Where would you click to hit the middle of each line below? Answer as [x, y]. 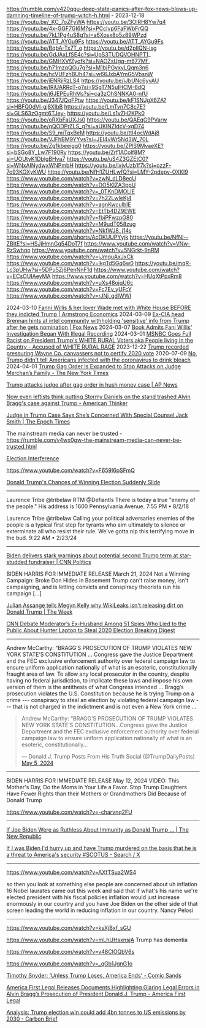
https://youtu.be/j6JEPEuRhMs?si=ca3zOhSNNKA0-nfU [77, 94]
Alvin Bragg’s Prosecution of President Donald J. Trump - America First [96, 994]
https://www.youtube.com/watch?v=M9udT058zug [71, 224]
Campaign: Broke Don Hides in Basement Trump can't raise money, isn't [97, 580]
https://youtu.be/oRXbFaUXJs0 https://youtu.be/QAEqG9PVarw [87, 120]
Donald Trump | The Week [40, 612]
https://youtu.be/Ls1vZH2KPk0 [106, 113]
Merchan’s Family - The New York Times [58, 373]
